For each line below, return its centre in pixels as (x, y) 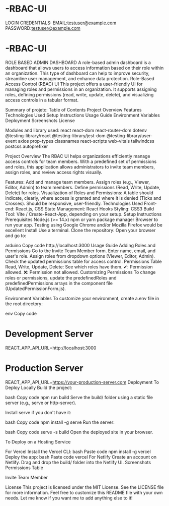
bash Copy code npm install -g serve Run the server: (60, 422)
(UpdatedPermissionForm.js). (36, 289)
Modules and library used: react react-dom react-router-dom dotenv (76, 130)
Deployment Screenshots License (40, 120)
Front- (150, 203)
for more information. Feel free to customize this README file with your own (84, 492)
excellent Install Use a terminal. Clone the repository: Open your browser (80, 230)
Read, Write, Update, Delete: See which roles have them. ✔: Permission (79, 267)
